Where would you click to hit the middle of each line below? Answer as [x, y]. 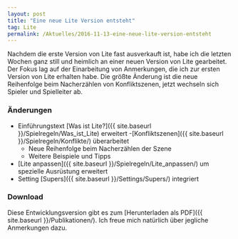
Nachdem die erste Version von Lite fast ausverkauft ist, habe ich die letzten [119, 54]
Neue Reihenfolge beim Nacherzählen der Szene [100, 148]
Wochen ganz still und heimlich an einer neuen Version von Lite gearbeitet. [117, 62]
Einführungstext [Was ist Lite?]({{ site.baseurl [84, 126]
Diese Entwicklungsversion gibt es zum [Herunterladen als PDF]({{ [105, 212]
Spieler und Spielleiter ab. [45, 92]
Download [26, 197]
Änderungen [30, 110]
